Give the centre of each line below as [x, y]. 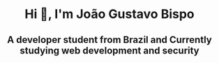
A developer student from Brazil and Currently [109, 40]
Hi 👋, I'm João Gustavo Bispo [109, 14]
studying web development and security [109, 50]
